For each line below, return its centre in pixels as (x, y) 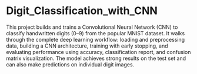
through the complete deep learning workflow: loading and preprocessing (96, 39)
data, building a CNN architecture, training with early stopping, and (87, 46)
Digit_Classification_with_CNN (82, 11)
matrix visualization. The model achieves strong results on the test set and (96, 58)
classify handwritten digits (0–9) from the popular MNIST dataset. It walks (96, 33)
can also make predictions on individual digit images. (70, 64)
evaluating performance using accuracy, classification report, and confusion (98, 52)
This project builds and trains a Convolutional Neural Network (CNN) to (92, 27)
